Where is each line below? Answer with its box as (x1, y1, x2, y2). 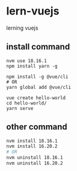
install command (6, 42, 70, 52)
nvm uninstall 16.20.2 (6, 160, 63, 167)
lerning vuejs (6, 24, 38, 31)
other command (6, 122, 67, 132)
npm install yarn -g (6, 63, 58, 69)
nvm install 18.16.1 (6, 138, 58, 144)
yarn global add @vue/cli (6, 84, 71, 90)
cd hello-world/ (6, 100, 47, 106)
